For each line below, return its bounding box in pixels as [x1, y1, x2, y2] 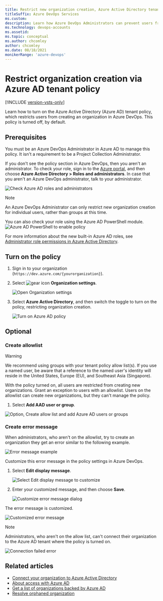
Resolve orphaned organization [12, 590, 75, 596]
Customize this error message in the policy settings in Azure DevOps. [5, 458, 144, 464]
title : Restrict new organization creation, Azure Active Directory [5, 7, 147, 12]
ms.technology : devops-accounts [5, 25, 70, 30]
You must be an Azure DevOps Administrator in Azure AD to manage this [5, 146, 150, 152]
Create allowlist [5, 342, 43, 349]
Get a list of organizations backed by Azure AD [12, 585, 106, 591]
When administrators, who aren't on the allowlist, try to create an [5, 434, 134, 440]
